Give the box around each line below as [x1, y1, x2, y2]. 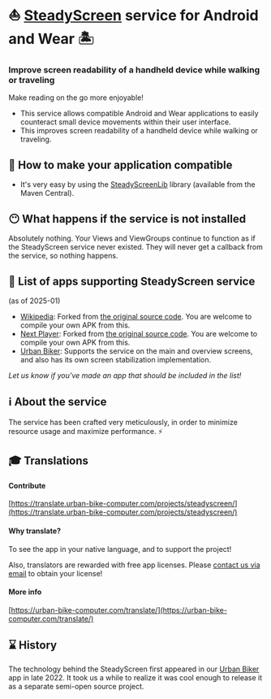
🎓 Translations [8, 454, 89, 468]
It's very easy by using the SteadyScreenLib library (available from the [19, 180, 256, 189]
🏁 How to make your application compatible [8, 158, 233, 171]
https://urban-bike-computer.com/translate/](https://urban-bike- [11, 605, 227, 614]
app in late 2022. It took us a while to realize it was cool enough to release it [8, 672, 263, 682]
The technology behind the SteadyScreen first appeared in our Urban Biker [8, 664, 260, 674]
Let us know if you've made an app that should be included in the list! [8, 370, 242, 380]
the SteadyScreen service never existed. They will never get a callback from [8, 242, 264, 252]
